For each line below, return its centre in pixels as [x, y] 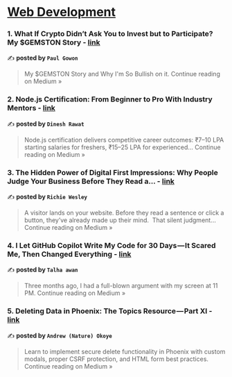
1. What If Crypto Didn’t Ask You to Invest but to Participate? [110, 34]
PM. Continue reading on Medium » [75, 293]
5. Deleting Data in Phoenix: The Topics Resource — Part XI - [110, 311]
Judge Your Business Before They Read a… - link [91, 181]
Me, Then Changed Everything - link [69, 254]
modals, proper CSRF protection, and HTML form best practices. [116, 359]
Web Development [62, 12]
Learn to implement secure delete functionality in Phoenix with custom [125, 351]
